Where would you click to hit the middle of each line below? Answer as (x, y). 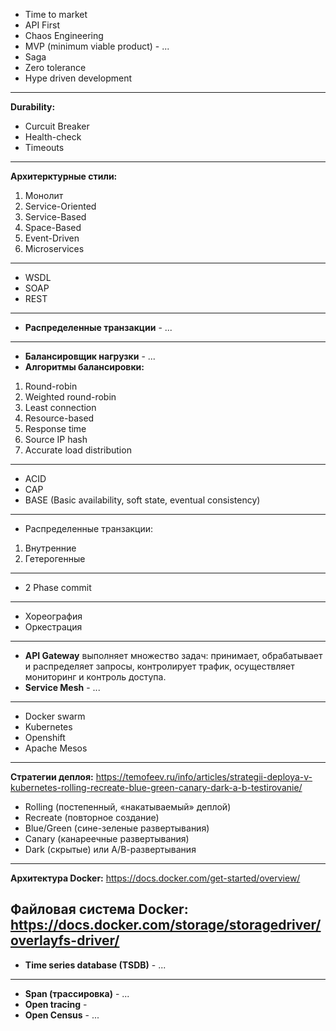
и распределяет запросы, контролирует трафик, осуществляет (159, 666)
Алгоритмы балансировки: (84, 367)
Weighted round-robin (70, 397)
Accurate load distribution (78, 450)
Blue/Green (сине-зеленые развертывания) (117, 828)
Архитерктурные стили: (64, 176)
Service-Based (55, 217)
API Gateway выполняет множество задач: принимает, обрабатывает (173, 655)
